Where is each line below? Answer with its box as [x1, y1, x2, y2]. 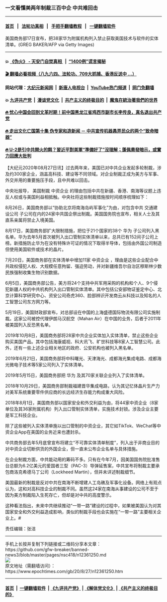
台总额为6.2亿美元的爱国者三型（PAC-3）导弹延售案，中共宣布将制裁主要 [5, 463, 156, 469]
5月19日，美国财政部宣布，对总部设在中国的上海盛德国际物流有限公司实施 [5, 309, 156, 315]
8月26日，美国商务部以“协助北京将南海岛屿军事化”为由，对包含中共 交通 [5, 204, 154, 210]
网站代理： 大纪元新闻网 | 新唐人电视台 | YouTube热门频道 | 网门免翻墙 [5, 85, 154, 91]
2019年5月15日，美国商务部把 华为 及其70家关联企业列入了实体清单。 [5, 373, 148, 379]
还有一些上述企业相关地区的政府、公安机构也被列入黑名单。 [13, 345, 136, 351]
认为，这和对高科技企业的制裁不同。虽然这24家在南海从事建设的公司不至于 [5, 486, 159, 492]
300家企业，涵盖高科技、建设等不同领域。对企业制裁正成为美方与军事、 [13, 171, 162, 177]
